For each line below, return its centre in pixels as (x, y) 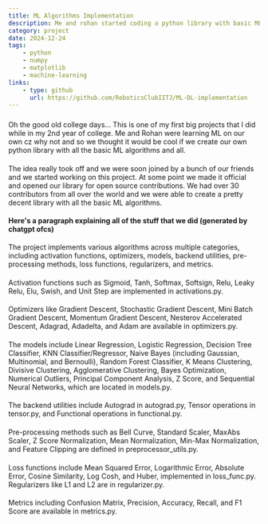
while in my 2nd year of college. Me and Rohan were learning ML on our (126, 134)
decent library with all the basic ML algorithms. (85, 202)
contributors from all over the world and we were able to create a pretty (126, 194)
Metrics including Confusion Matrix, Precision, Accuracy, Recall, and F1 (125, 503)
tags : (17, 46)
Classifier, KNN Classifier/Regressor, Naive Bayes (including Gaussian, (124, 353)
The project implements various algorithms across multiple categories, (124, 247)
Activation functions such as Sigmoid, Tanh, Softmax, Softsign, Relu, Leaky (132, 282)
